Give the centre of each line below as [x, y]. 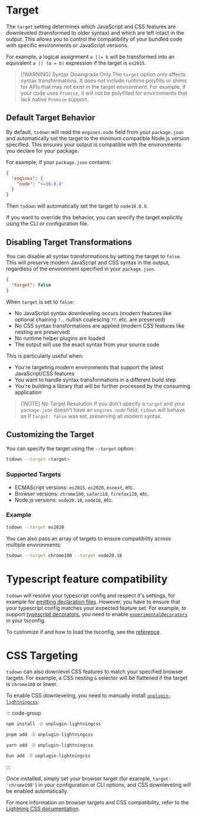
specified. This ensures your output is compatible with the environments [94, 144]
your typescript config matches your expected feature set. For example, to [96, 608]
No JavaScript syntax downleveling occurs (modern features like [93, 313]
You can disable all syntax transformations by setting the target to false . [94, 256]
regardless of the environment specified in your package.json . [81, 269]
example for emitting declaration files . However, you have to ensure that [93, 602]
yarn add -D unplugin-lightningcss [50, 745]
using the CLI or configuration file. [48, 223]
